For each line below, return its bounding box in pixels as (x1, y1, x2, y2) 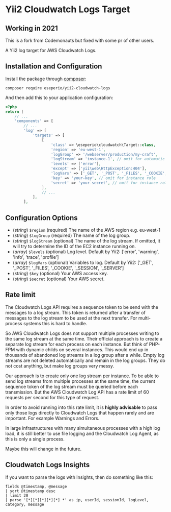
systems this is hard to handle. (23, 320, 88, 326)
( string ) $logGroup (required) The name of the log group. (12, 232, 131, 238)
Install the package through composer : (5, 76, 87, 82)
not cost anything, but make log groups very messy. (5, 362, 115, 369)
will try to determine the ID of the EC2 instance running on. (12, 243, 136, 249)
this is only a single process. (5, 435, 65, 442)
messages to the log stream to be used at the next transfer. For (5, 315, 137, 321)
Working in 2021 (5, 24, 59, 33)
